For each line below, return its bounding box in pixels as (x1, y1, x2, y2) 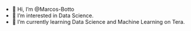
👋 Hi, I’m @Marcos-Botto (12, 6, 75, 13)
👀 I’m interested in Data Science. (12, 12, 94, 19)
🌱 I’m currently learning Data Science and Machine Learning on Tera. (12, 18, 186, 25)
